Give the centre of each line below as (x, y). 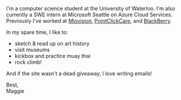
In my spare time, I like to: (37, 32)
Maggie (15, 91)
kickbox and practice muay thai (53, 56)
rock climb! (28, 62)
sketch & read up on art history (52, 44)
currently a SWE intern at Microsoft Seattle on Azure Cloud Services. (89, 15)
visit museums (32, 50)
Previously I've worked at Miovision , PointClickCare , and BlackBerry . (89, 21)
